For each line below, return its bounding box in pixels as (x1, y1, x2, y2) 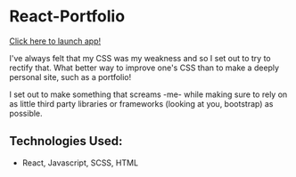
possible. (9, 108, 43, 118)
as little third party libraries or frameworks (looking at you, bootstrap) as (9, 98, 274, 109)
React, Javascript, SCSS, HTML (21, 157, 139, 168)
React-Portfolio (9, 6, 126, 27)
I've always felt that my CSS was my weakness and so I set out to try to (9, 52, 272, 63)
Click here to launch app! (9, 36, 102, 46)
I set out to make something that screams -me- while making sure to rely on (9, 89, 288, 100)
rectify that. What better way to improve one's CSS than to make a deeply (9, 62, 279, 73)
